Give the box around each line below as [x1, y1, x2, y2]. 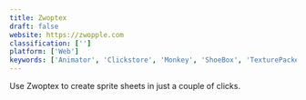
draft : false [9, 22, 59, 31]
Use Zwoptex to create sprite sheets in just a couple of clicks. [9, 81, 241, 91]
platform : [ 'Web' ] [9, 47, 79, 56]
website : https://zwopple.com [9, 30, 125, 39]
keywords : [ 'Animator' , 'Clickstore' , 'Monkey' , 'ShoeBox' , [9, 55, 243, 65]
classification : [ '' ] [9, 38, 92, 48]
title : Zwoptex [9, 13, 67, 23]
